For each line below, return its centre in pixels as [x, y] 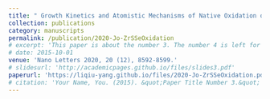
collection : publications [51, 23]
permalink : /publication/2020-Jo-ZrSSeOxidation [91, 38]
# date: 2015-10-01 [41, 53]
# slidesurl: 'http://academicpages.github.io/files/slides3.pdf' [122, 68]
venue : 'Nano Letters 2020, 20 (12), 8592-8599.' [93, 61]
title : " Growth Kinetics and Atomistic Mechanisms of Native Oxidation [133, 16]
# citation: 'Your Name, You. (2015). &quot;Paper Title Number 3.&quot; [135, 82]
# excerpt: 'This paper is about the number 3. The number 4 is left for [135, 46]
